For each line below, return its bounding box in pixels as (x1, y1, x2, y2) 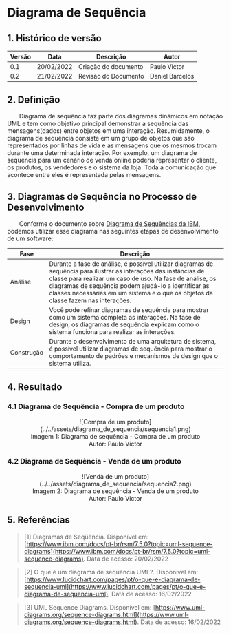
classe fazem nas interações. (49, 296, 132, 304)
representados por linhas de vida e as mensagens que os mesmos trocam (7, 141, 217, 149)
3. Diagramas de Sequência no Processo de (7, 191, 197, 203)
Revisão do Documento (78, 72, 144, 80)
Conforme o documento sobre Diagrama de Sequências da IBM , (19, 220, 201, 228)
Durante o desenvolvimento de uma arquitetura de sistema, (49, 338, 217, 346)
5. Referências (7, 515, 71, 526)
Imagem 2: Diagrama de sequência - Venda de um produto (32, 487, 199, 495)
